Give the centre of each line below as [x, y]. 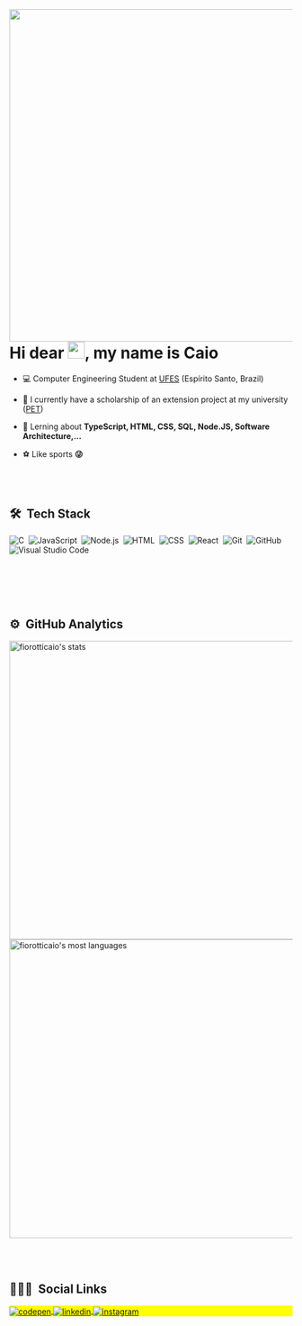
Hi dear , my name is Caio [114, 353]
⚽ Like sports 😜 [53, 453]
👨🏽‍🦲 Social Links [58, 1289]
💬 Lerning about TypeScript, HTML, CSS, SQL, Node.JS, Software [146, 426]
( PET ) [33, 408]
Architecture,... [52, 435]
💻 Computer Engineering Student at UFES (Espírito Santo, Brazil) [143, 379]
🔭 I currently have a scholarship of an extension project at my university [155, 399]
